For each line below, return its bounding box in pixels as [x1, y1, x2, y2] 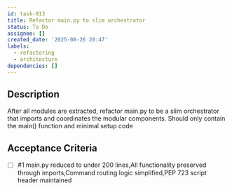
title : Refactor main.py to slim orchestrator [7, 17, 146, 24]
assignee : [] [7, 29, 46, 37]
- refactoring [13, 50, 55, 57]
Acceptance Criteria [7, 142, 97, 154]
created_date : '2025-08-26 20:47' [7, 36, 109, 43]
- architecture [13, 56, 58, 63]
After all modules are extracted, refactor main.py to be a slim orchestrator [7, 107, 219, 116]
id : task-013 [7, 10, 46, 18]
